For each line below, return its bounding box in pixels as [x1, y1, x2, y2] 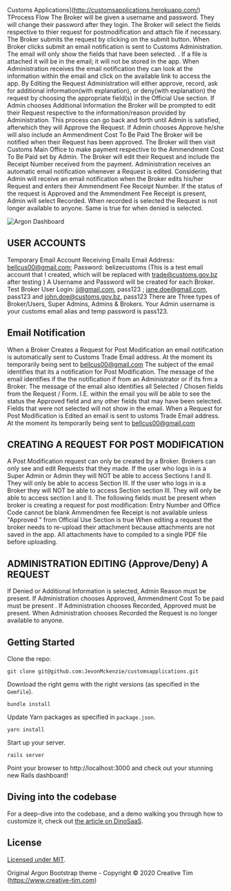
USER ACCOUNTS [7, 238, 86, 249]
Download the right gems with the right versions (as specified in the [7, 680, 200, 689]
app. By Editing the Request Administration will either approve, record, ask [7, 79, 219, 87]
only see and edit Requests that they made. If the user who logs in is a [7, 464, 207, 472]
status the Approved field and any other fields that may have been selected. [7, 396, 223, 405]
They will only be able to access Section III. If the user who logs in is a [7, 479, 206, 488]
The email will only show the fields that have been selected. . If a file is [7, 50, 208, 58]
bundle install [7, 701, 51, 708]
